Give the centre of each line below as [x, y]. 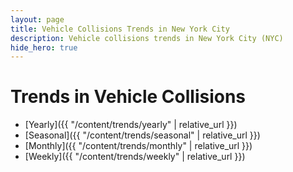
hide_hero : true [44, 47]
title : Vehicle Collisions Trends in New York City [120, 29]
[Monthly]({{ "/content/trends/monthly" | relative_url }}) [138, 146]
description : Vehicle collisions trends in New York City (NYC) [147, 38]
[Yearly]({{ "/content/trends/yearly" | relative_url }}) [131, 125]
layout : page [37, 19]
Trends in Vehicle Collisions [128, 97]
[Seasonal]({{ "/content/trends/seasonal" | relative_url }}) [142, 135]
